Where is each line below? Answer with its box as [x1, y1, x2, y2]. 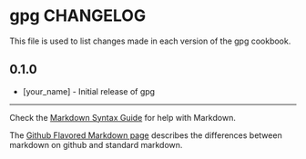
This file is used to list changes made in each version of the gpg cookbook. [9, 35, 291, 46]
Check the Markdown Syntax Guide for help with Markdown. [9, 112, 237, 123]
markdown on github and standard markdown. [9, 139, 183, 150]
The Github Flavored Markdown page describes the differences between [9, 129, 282, 141]
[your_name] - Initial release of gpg [22, 85, 156, 96]
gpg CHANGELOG [9, 5, 147, 26]
